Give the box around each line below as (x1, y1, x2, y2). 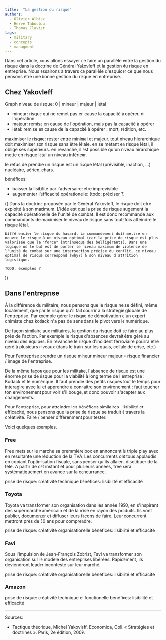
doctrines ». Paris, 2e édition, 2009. (12, 629, 85, 635)
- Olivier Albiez (9, 16, 45, 21)
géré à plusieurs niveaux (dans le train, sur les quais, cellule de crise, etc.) (5, 344, 156, 349)
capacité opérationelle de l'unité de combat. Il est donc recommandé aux (5, 211, 154, 217)
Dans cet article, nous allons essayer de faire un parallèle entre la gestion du (5, 58, 161, 63)
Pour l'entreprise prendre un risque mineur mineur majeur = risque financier (5, 353, 160, 359)
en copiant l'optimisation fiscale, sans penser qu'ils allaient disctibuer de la (5, 458, 158, 464)
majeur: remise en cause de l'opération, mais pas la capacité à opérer (12, 121, 155, 127)
